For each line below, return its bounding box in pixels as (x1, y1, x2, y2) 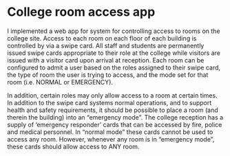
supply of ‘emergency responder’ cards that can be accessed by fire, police (7, 120, 222, 129)
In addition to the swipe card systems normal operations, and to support (7, 98, 212, 107)
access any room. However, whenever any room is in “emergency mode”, (7, 135, 215, 143)
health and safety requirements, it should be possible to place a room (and (7, 106, 218, 114)
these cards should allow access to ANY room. (7, 142, 140, 151)
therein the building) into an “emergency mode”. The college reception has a (7, 113, 224, 121)
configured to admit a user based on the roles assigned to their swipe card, (7, 63, 221, 71)
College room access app (7, 4, 156, 20)
